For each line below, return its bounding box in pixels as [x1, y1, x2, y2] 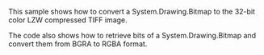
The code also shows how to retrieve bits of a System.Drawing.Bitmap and [8, 31, 257, 40]
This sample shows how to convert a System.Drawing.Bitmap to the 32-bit [8, 7, 256, 16]
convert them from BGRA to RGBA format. [8, 39, 148, 49]
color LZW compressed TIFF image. [8, 15, 128, 25]
